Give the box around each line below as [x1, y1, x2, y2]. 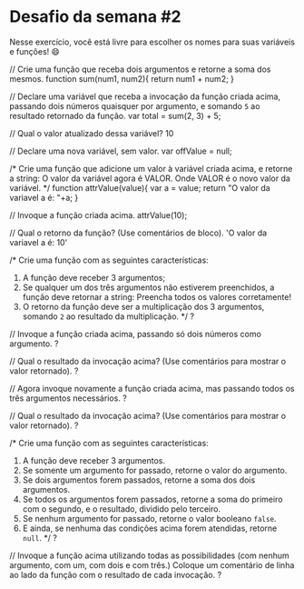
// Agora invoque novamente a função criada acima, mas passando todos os [9, 383, 295, 394]
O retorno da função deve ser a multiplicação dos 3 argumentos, [22, 301, 265, 312]
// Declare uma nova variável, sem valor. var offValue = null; [9, 145, 233, 156]
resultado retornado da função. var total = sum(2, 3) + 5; [9, 110, 221, 121]
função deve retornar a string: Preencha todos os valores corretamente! [22, 291, 292, 302]
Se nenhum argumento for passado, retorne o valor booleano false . [22, 513, 277, 524]
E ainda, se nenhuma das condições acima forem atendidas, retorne [22, 523, 278, 534]
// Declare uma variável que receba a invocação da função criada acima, [9, 91, 281, 102]
